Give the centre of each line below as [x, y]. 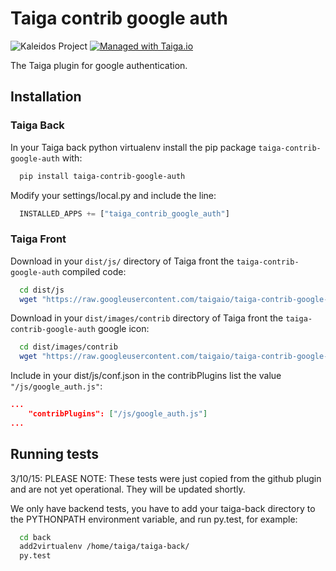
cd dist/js [42, 290]
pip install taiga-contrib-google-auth [102, 176]
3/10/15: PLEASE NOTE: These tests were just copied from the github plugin [166, 478]
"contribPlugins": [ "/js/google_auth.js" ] [118, 414]
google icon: [123, 329]
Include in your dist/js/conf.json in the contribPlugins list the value [146, 376]
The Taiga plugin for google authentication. [99, 65]
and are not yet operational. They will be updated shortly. [128, 489]
